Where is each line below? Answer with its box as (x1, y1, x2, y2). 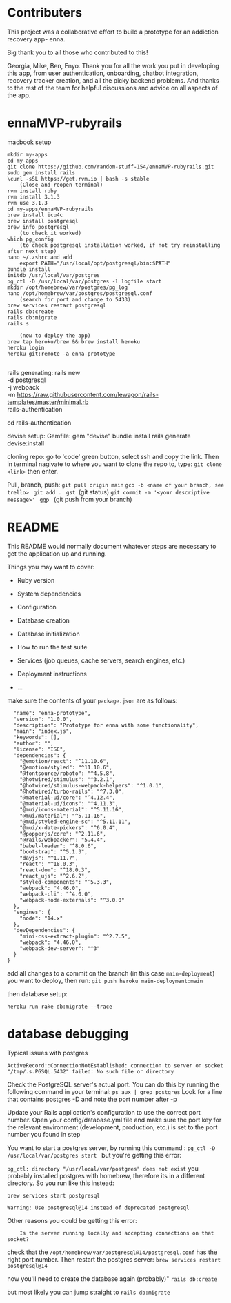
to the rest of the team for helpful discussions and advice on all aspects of (7, 83, 219, 92)
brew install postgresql (7, 217, 79, 225)
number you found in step (7, 1130, 81, 1138)
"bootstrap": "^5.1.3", (19, 848, 88, 856)
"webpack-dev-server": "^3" (19, 945, 100, 952)
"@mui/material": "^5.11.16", (19, 812, 107, 819)
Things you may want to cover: (7, 563, 95, 571)
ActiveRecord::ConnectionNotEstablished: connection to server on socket (7, 1062, 224, 1069)
